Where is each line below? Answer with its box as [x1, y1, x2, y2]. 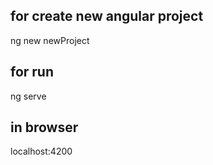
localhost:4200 [10, 145, 73, 158]
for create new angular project [10, 8, 204, 25]
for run [10, 64, 55, 81]
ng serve [10, 90, 47, 102]
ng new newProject [10, 34, 90, 46]
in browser [10, 119, 79, 136]
